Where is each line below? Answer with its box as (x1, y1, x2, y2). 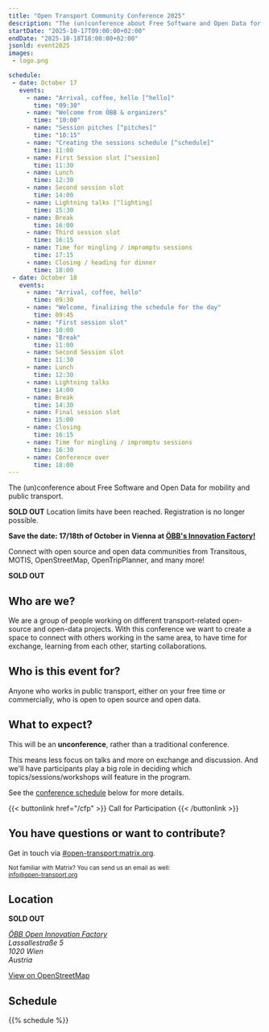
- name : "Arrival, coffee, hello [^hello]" (26, 93, 175, 102)
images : (8, 49, 35, 57)
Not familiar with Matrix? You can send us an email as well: (8, 864, 171, 872)
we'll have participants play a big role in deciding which (8, 763, 192, 773)
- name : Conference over (26, 453, 110, 462)
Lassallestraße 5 (8, 938, 64, 947)
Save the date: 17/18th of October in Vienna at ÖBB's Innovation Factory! (8, 531, 256, 541)
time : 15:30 (33, 206, 74, 214)
